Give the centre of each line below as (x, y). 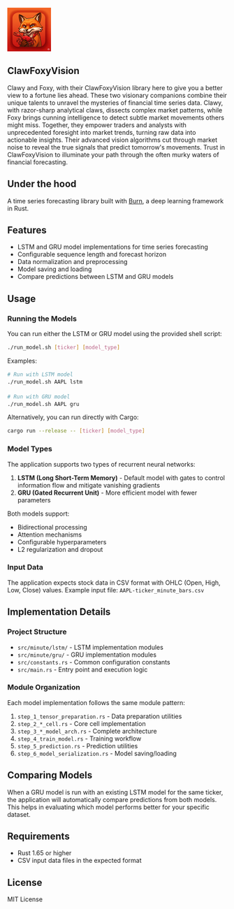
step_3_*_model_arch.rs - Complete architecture (87, 731)
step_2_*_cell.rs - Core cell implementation (81, 723)
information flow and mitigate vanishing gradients (89, 485)
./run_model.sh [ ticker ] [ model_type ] (64, 348)
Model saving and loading (54, 269)
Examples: (22, 361)
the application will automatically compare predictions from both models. (112, 799)
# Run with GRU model (39, 397)
